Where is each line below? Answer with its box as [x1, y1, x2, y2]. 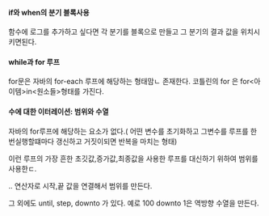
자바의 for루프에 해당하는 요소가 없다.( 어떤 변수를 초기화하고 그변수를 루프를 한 [8, 126, 257, 136]
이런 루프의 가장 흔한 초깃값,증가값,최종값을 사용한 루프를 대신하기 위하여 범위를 [8, 154, 258, 163]
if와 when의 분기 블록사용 [8, 7, 90, 17]
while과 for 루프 [8, 57, 61, 66]
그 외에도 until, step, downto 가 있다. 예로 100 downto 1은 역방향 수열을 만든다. [8, 198, 260, 208]
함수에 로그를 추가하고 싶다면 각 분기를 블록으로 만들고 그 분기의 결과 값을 [8, 27, 239, 36]
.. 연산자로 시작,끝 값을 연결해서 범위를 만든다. [8, 180, 153, 190]
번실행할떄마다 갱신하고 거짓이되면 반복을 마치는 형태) [8, 136, 178, 146]
